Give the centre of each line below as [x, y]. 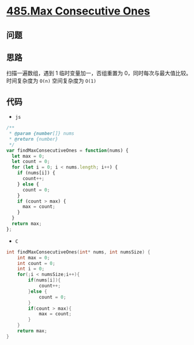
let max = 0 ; [28, 156]
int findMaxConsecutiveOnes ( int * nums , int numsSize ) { [78, 252]
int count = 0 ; [36, 263]
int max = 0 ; [34, 258]
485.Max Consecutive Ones [78, 11]
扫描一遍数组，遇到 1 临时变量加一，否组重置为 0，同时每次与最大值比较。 [99, 73]
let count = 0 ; [31, 162]
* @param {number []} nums [42, 134]
